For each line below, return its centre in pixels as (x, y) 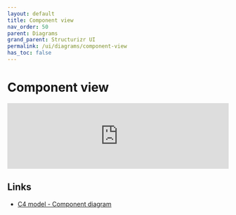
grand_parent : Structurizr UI (52, 40)
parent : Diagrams (33, 33)
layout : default (31, 14)
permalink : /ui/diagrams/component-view (67, 46)
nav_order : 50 (28, 27)
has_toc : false (29, 53)
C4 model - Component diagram (64, 204)
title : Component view (40, 20)
